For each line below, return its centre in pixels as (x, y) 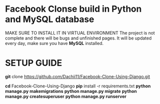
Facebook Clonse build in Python (73, 9)
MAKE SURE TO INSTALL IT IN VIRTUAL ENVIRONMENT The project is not (80, 33)
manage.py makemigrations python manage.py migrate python (71, 91)
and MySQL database (50, 19)
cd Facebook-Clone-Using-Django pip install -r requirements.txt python (78, 86)
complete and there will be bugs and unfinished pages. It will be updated (78, 38)
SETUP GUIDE (34, 63)
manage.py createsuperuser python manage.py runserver (66, 96)
